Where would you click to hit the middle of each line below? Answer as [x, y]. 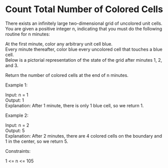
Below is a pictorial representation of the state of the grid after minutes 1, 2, [84, 60]
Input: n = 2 [17, 125]
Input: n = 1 [17, 95]
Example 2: [17, 115]
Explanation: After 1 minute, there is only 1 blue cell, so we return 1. [75, 105]
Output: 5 [15, 131]
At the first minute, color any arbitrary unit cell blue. [59, 44]
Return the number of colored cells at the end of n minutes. [67, 75]
